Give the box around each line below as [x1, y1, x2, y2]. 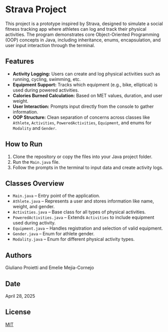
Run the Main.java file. [12, 159, 60, 165]
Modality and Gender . [12, 125, 57, 131]
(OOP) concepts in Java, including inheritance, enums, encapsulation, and [5, 37, 161, 43]
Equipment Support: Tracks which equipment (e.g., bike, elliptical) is [12, 81, 158, 87]
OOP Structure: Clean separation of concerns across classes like [12, 114, 150, 120]
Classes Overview [5, 179, 65, 188]
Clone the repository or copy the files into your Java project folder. [12, 153, 153, 160]
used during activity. [12, 220, 56, 226]
